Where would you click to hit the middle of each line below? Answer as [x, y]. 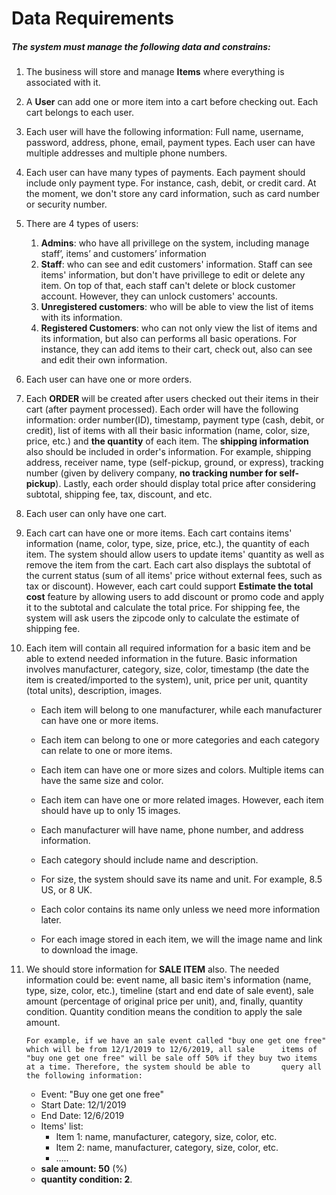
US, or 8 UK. [66, 890]
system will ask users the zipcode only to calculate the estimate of [162, 618]
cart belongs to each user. [79, 113]
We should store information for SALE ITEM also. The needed [152, 969]
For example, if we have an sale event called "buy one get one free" [176, 1041]
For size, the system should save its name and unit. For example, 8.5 [181, 879]
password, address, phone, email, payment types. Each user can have [170, 143]
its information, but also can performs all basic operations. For [169, 339]
